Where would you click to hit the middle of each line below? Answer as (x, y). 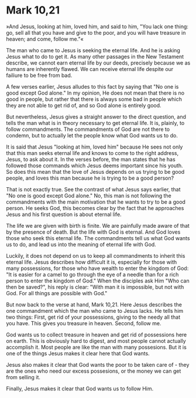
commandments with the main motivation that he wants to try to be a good (96, 202)
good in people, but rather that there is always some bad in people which (94, 99)
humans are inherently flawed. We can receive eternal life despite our (90, 69)
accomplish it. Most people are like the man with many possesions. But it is (97, 347)
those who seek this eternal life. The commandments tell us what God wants (98, 238)
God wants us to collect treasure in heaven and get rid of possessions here (97, 335)
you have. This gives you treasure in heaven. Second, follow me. (84, 323)
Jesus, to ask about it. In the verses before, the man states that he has (91, 159)
